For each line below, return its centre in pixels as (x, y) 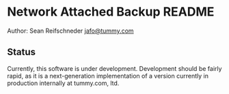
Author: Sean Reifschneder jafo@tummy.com (71, 31)
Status (22, 52)
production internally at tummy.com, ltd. (63, 83)
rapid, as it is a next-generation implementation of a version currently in (108, 76)
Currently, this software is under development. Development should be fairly (114, 68)
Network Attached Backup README (111, 12)
